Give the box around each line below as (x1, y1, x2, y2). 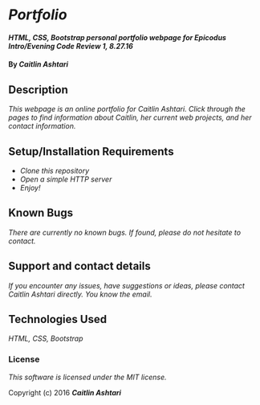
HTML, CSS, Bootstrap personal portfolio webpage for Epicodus (8, 32, 227, 42)
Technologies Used (8, 313, 107, 326)
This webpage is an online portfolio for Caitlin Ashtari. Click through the (8, 104, 246, 114)
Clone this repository (19, 166, 90, 175)
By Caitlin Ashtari (8, 59, 69, 69)
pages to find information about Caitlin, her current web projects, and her (8, 112, 252, 122)
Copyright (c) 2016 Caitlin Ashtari (8, 387, 122, 397)
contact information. (8, 121, 76, 131)
